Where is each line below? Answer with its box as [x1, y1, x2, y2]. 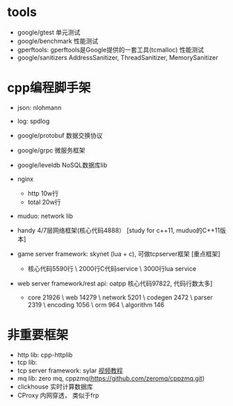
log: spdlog [17, 116, 50, 125]
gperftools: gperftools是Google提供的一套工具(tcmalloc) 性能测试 [17, 45, 204, 54]
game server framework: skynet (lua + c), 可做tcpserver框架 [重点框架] [17, 249, 220, 258]
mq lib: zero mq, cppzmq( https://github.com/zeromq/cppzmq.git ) [17, 374, 205, 382]
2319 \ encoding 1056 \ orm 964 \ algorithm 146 [27, 300, 165, 309]
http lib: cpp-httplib [17, 350, 73, 359]
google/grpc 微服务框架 [17, 146, 86, 154]
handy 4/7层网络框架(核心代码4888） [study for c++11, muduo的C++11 [17, 226, 220, 234]
